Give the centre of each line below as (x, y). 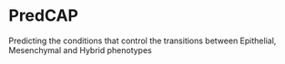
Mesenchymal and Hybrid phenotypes (80, 50)
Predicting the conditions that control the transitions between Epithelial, (142, 41)
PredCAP (44, 16)
